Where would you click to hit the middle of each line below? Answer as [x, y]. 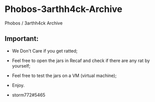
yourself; [21, 65]
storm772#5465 [28, 95]
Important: [21, 39]
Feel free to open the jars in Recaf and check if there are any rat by [81, 60]
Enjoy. [18, 85]
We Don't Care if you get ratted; [45, 50]
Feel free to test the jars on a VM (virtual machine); [64, 75]
